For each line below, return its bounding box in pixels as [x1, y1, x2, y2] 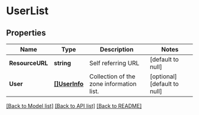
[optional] [150, 72, 178, 81]
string [53, 59, 71, 67]
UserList [6, 4, 49, 18]
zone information [89, 80, 137, 88]
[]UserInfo [53, 80, 84, 88]
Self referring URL [89, 59, 140, 67]
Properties [6, 28, 46, 38]
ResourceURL [9, 59, 49, 67]
